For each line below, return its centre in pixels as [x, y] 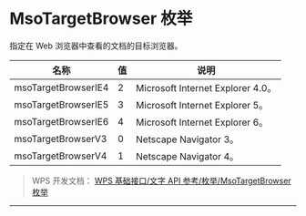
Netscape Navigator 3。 [188, 139]
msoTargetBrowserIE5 [61, 104]
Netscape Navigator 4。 [188, 156]
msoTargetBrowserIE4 [61, 87]
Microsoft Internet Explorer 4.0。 [206, 87]
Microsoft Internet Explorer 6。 [202, 122]
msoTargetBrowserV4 [61, 156]
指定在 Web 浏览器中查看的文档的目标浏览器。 [96, 46]
